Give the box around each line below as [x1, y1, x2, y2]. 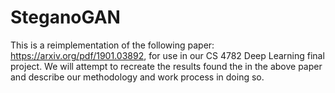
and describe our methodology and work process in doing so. [10, 71, 265, 83]
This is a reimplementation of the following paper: [10, 39, 215, 51]
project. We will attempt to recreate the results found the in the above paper [10, 60, 323, 72]
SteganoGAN [10, 6, 121, 29]
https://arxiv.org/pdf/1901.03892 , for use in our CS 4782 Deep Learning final [10, 49, 325, 61]
